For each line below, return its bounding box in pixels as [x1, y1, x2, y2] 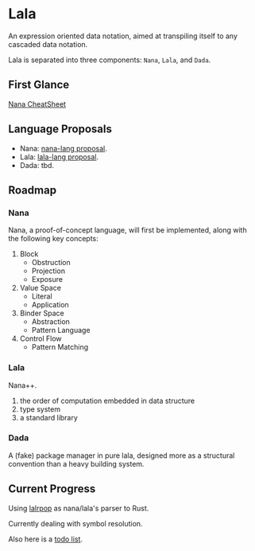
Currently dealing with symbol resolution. [8, 518, 143, 528]
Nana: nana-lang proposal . [19, 143, 107, 153]
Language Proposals [8, 123, 113, 136]
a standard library [19, 412, 78, 422]
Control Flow [19, 334, 62, 343]
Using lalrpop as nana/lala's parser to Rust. [8, 503, 149, 513]
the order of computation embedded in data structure [19, 396, 195, 405]
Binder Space [19, 308, 65, 318]
